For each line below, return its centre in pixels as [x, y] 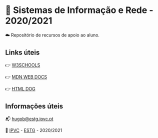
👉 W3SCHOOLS [23, 65]
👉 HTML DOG [20, 88]
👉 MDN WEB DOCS [26, 76]
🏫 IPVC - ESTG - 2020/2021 [34, 130]
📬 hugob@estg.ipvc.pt [29, 118]
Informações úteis [34, 106]
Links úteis [22, 53]
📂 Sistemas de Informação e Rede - [79, 10]
